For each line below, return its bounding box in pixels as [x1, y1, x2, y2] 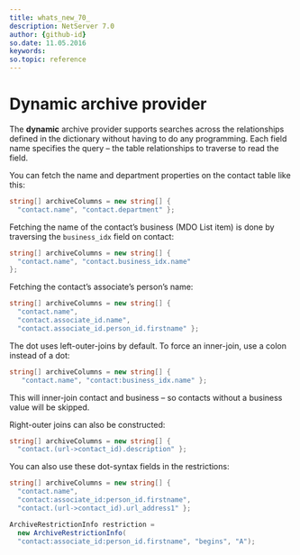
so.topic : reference [9, 55, 87, 64]
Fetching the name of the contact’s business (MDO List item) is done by [9, 222, 275, 232]
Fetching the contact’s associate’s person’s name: [9, 281, 194, 293]
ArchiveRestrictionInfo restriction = [9, 520, 155, 529]
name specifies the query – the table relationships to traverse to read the [9, 142, 279, 153]
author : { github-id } [9, 30, 87, 39]
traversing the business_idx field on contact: [9, 231, 174, 241]
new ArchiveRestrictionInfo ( [17, 528, 127, 537]
